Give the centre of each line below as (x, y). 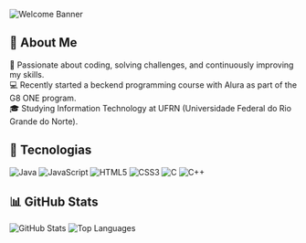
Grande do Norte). (44, 121)
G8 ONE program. (43, 98)
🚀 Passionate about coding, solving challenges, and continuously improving (152, 65)
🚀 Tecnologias (51, 150)
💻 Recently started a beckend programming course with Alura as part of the (153, 85)
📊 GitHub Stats (54, 202)
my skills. (27, 74)
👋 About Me (43, 42)
